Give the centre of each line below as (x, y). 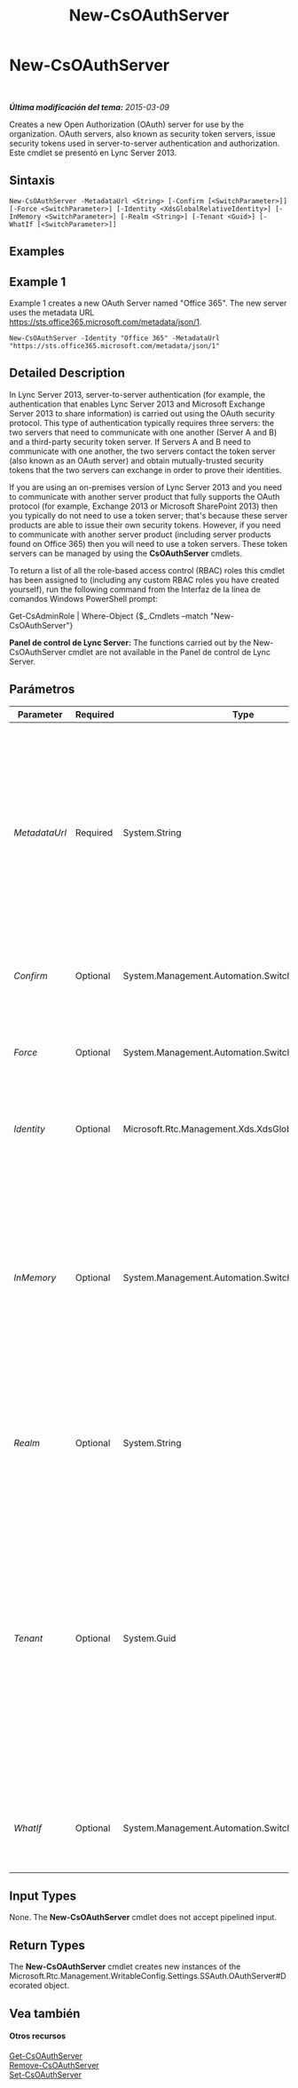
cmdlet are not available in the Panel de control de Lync (169, 652)
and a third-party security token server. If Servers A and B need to (130, 441)
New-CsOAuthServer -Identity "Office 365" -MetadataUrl (114, 338)
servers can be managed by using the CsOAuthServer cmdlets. (125, 553)
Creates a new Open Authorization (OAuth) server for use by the (126, 124)
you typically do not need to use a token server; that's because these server (149, 515)
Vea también (45, 2013)
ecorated (26, 1986)
